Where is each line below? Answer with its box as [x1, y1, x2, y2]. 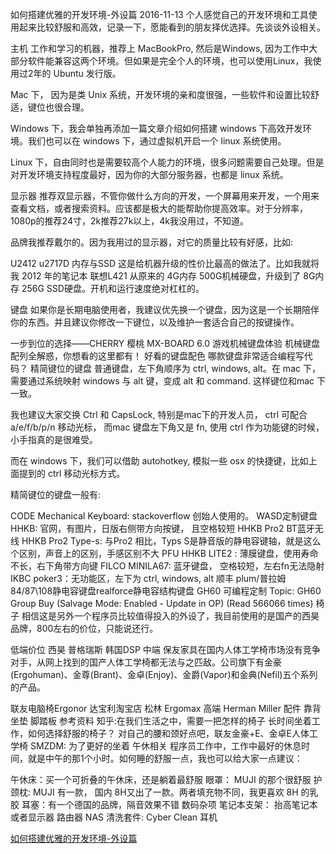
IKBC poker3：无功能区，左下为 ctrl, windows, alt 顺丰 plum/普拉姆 [10, 573, 287, 584]
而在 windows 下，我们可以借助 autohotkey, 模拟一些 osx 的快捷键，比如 [10, 455, 309, 467]
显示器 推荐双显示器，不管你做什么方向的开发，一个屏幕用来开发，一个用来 [10, 190, 320, 202]
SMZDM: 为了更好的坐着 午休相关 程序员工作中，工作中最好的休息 [29, 740, 302, 752]
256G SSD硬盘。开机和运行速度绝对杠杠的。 [21, 283, 205, 294]
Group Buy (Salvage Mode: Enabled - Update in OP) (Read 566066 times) [10, 598, 314, 609]
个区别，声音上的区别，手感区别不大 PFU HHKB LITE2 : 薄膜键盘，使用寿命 [10, 548, 319, 559]
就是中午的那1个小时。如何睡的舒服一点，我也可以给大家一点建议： [27, 753, 303, 764]
